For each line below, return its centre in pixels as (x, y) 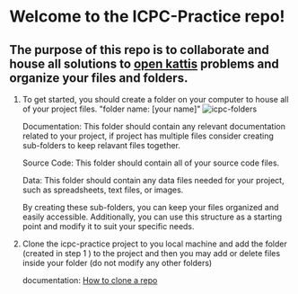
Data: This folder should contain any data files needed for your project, (153, 180)
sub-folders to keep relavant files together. (101, 145)
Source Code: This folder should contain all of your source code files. (151, 163)
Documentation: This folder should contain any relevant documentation (153, 126)
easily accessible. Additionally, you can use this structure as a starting (152, 217)
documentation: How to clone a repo (90, 280)
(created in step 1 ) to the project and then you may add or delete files (151, 253)
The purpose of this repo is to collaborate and (139, 50)
